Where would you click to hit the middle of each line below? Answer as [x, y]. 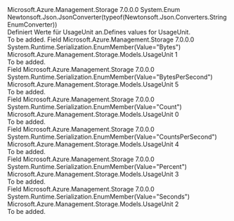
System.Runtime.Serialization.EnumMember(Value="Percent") [97, 166]
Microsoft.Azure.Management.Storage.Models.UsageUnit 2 [93, 204]
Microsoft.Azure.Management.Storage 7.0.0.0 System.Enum [94, 10]
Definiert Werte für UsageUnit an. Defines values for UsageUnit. [99, 32]
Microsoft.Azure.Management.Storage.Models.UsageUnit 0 [93, 114]
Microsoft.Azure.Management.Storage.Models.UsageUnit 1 [92, 55]
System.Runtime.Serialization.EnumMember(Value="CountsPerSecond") [112, 137]
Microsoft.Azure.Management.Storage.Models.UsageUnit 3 [93, 174]
